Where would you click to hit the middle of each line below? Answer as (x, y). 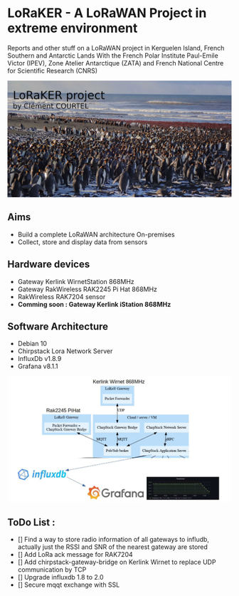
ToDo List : (31, 522)
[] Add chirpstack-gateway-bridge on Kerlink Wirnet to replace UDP (117, 562)
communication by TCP (52, 570)
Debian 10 (32, 344)
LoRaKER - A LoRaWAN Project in (107, 13)
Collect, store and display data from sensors (83, 242)
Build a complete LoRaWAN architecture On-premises (96, 234)
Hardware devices (49, 265)
